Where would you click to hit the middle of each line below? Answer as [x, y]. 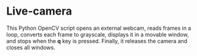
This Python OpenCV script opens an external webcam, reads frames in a [99, 28]
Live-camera [39, 11]
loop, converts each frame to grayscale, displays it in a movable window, [98, 34]
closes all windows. [31, 47]
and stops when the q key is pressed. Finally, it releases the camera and [97, 41]
